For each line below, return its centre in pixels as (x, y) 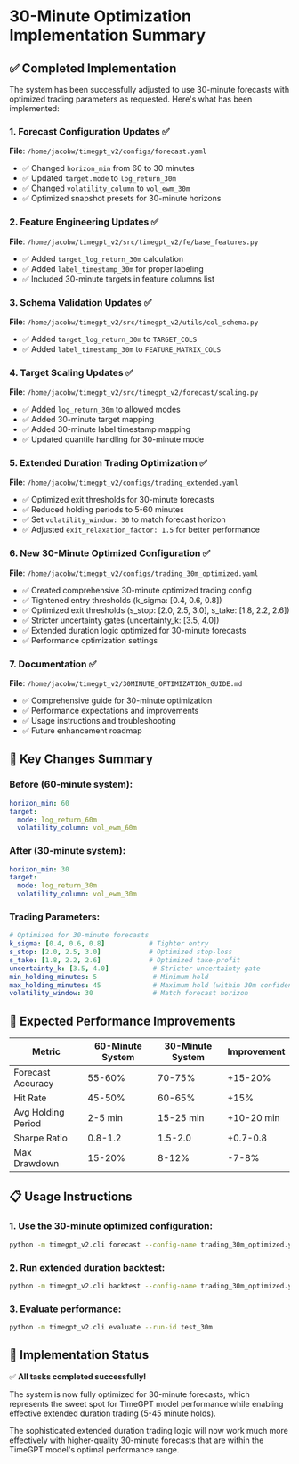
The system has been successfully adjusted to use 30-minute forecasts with (149, 90)
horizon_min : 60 (39, 803)
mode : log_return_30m (57, 886)
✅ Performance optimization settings (90, 640)
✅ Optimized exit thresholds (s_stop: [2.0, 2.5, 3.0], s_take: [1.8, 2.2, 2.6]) (156, 610)
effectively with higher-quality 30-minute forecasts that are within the (137, 1440)
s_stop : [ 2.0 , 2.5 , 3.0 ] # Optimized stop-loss (121, 952)
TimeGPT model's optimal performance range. (94, 1449)
